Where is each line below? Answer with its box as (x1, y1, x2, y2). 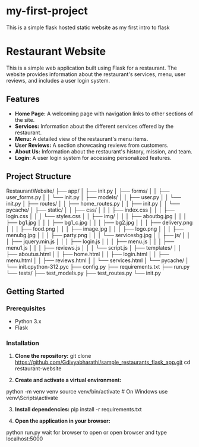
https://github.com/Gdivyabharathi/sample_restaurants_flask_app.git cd (14, 358, 191, 366)
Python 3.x (14, 318, 42, 325)
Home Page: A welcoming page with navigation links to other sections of (14, 110, 193, 117)
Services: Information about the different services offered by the (14, 122, 174, 130)
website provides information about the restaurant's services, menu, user (6, 70, 186, 78)
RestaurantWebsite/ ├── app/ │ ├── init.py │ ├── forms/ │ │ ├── (6, 187, 170, 194)
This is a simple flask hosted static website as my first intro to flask (6, 24, 170, 31)
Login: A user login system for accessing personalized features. (14, 154, 172, 161)
